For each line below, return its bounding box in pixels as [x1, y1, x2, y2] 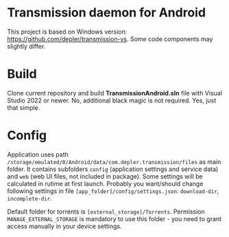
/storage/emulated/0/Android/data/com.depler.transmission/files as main [7, 157, 221, 166]
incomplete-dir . [7, 194, 53, 202]
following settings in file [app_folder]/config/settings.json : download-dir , [7, 187, 219, 195]
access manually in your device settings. [7, 222, 122, 230]
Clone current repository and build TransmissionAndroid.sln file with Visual [7, 89, 223, 97]
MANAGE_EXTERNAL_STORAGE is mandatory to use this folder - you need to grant [7, 214, 221, 223]
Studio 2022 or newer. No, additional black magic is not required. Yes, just [7, 96, 217, 104]
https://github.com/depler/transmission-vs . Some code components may [7, 34, 213, 43]
